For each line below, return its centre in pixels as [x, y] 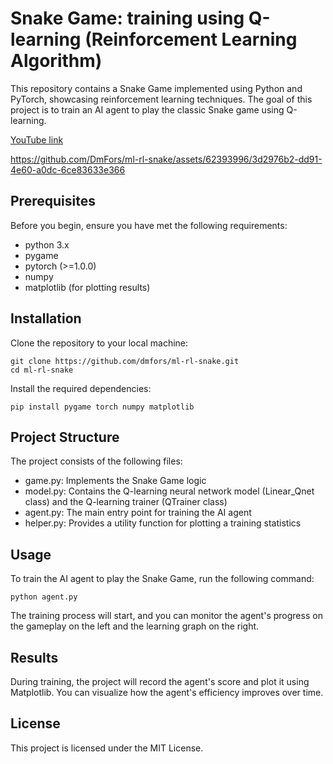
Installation [46, 318]
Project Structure [65, 437]
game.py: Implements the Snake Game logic [115, 481]
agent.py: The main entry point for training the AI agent [138, 513]
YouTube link [37, 139]
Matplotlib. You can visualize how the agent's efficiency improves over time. [167, 692]
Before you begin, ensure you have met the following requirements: [149, 225]
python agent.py [44, 597]
